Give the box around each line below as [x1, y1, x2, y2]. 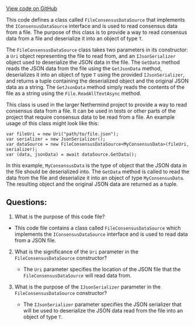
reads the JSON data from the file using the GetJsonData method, [6, 65, 162, 72]
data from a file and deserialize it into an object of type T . [6, 35, 144, 42]
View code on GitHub [6, 5, 57, 12]
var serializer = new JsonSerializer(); [6, 136, 106, 142]
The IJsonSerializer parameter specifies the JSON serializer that [23, 301, 182, 308]
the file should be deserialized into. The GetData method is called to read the [6, 168, 190, 175]
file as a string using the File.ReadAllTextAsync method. [6, 90, 142, 97]
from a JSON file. [14, 236, 57, 243]
